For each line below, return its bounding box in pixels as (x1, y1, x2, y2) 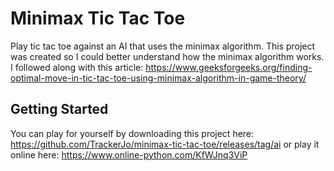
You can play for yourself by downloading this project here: (10, 127, 255, 139)
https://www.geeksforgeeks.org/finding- (145, 61, 313, 73)
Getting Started (10, 101, 109, 118)
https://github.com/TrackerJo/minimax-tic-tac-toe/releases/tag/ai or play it (10, 138, 320, 150)
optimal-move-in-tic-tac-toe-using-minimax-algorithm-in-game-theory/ (10, 72, 307, 84)
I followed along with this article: (10, 61, 144, 73)
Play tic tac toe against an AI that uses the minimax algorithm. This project (10, 40, 316, 52)
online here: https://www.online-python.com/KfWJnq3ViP (10, 148, 248, 161)
